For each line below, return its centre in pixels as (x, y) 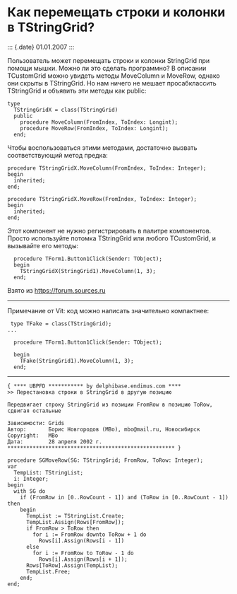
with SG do (30, 491)
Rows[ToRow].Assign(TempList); (72, 565)
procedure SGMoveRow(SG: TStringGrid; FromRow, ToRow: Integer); (105, 460)
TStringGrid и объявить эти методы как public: (77, 91)
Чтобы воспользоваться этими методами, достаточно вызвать (102, 147)
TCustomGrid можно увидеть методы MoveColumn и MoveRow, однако (114, 76)
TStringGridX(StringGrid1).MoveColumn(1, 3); (88, 271)
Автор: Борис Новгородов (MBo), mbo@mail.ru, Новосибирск (104, 429)
